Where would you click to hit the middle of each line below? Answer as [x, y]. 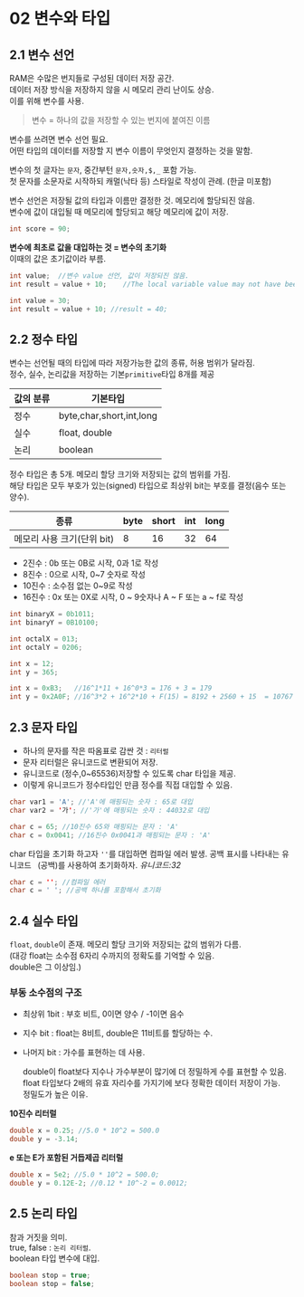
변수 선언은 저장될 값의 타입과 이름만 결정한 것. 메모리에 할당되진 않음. [132, 200]
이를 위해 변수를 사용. [47, 101]
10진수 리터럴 [33, 1113]
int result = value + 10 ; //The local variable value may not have [145, 284]
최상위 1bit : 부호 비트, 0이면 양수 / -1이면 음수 [103, 1014]
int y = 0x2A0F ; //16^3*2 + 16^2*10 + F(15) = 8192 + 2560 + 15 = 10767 [152, 697]
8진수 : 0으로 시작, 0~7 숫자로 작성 [84, 575]
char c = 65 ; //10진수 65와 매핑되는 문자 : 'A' [94, 826]
